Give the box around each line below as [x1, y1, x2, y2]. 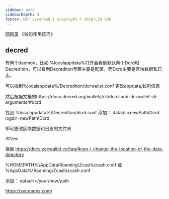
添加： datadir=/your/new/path [5, 178, 69, 184]
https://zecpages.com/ [5, 188, 53, 194]
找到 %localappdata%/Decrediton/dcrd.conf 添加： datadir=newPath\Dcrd [5, 110, 159, 116]
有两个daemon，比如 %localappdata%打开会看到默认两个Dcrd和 [5, 60, 139, 66]
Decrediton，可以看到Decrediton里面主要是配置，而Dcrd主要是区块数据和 [5, 66, 158, 72]
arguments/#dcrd [5, 99, 42, 105]
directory [5, 151, 24, 158]
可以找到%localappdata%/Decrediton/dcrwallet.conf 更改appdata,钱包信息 [5, 83, 160, 89]
